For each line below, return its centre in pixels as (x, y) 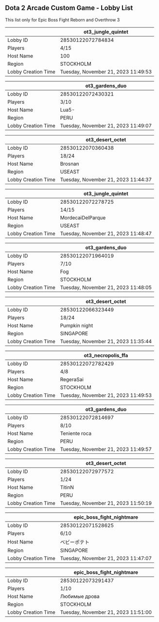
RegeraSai (72, 379)
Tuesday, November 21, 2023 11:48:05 (106, 287)
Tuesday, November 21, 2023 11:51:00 (106, 612)
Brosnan (70, 164)
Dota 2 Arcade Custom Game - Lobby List (69, 8)
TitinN (67, 487)
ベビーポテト (75, 542)
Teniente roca (76, 433)
